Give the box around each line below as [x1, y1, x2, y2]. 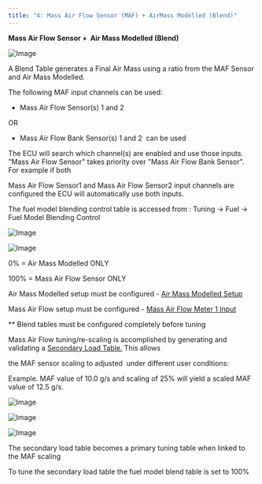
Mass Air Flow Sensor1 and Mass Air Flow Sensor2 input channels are [8, 181, 234, 190]
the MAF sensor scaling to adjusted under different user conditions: [8, 358, 230, 367]
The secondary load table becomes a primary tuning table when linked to [8, 443, 245, 452]
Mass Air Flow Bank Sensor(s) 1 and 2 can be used [19, 133, 186, 143]
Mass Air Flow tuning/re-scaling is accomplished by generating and [8, 334, 227, 344]
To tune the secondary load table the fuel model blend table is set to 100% [8, 467, 250, 476]
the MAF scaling [8, 451, 61, 461]
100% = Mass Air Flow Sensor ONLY [8, 274, 127, 283]
